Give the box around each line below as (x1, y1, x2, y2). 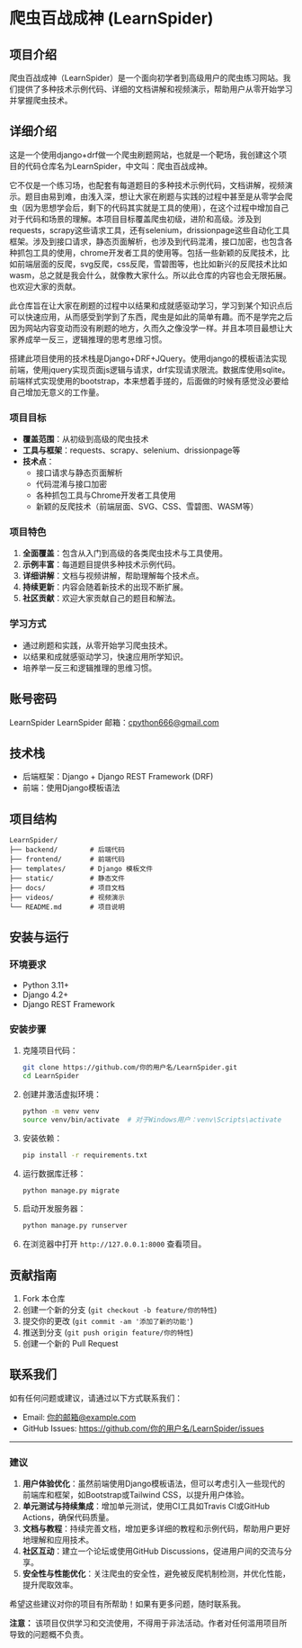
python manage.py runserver (22, 1221, 128, 1230)
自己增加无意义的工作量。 (9, 386, 104, 397)
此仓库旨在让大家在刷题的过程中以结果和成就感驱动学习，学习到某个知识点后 (9, 300, 293, 311)
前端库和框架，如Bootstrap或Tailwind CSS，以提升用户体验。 (22, 1490, 250, 1500)
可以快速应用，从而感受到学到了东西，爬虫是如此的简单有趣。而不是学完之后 (9, 311, 293, 322)
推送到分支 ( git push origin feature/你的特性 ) (22, 1327, 194, 1337)
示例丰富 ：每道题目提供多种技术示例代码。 (22, 559, 181, 570)
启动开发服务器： (22, 1203, 86, 1214)
